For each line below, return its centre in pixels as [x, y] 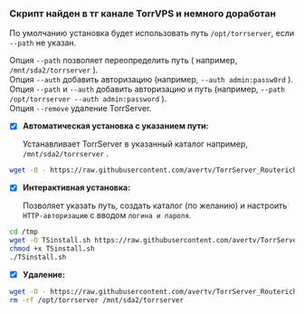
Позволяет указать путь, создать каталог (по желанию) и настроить [155, 205]
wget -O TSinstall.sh [50, 241]
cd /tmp [24, 232]
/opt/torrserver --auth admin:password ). [88, 99]
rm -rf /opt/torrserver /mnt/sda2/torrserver [96, 300]
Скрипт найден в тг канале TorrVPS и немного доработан [142, 14]
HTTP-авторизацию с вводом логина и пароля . [107, 215]
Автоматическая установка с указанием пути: [116, 126]
